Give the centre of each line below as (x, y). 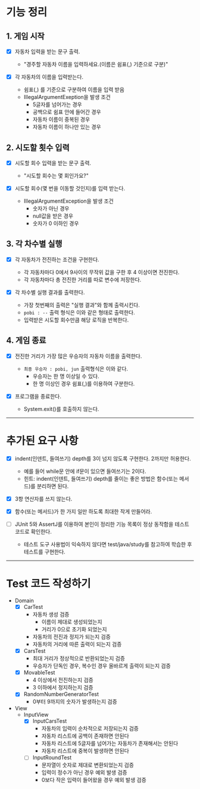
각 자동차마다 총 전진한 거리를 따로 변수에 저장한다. (82, 279)
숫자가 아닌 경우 (51, 209)
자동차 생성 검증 (51, 614)
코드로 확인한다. (33, 532)
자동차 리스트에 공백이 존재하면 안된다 (85, 736)
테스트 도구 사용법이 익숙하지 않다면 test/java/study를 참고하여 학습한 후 (108, 544)
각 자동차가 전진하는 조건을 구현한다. (57, 259)
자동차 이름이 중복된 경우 (61, 119)
